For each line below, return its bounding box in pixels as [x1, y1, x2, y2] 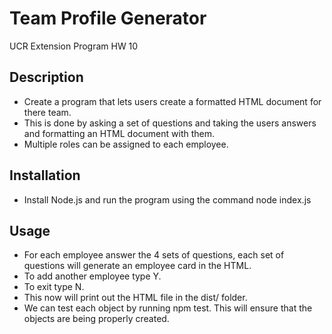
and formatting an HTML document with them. [23, 127, 215, 139]
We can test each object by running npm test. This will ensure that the [23, 302, 313, 314]
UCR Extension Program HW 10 [9, 40, 139, 52]
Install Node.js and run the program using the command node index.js [23, 193, 312, 206]
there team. [23, 106, 72, 118]
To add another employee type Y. [23, 270, 162, 282]
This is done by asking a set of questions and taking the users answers [23, 117, 317, 129]
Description [9, 69, 84, 86]
